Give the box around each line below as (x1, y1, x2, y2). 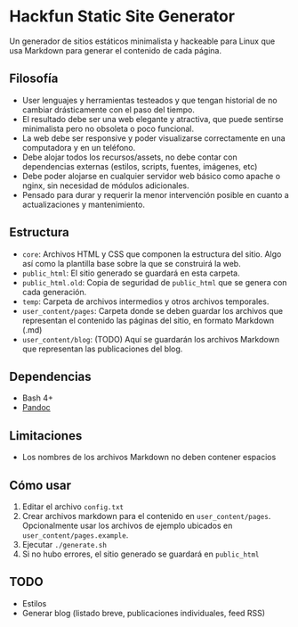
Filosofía (9, 71, 59, 87)
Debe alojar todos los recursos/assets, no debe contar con (21, 152, 238, 162)
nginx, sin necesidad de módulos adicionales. (21, 180, 189, 191)
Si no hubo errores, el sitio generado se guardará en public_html (21, 549, 260, 559)
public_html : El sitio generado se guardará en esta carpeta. (21, 268, 240, 278)
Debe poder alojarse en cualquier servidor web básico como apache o (21, 170, 281, 181)
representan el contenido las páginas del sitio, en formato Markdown (21, 315, 275, 326)
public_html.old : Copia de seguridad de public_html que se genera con (21, 276, 287, 287)
